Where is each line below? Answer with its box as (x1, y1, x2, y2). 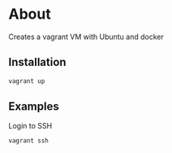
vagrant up (8, 76, 45, 85)
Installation (8, 55, 67, 69)
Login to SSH (8, 121, 53, 131)
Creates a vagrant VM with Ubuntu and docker (8, 32, 164, 42)
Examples (8, 99, 59, 114)
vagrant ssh (8, 137, 49, 145)
